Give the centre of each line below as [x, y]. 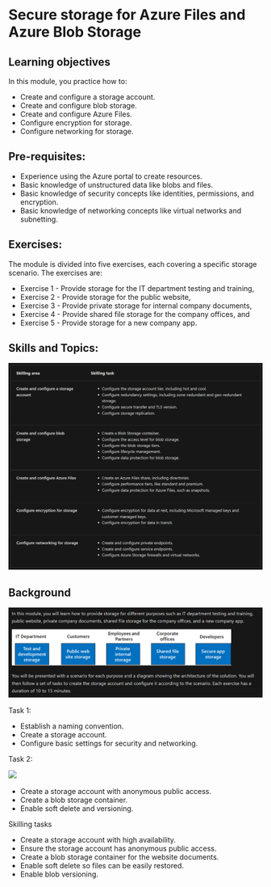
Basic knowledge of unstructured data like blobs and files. [117, 184]
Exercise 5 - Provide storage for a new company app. [108, 323]
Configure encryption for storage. [76, 122]
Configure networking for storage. [77, 131]
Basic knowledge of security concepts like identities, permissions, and [137, 193]
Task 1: [20, 710]
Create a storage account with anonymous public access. [116, 791]
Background [40, 592]
